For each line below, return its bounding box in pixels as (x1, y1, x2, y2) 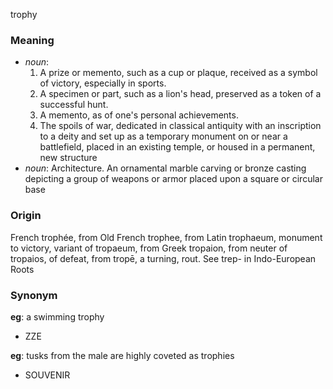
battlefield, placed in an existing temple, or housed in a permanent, (39, 141, 316, 153)
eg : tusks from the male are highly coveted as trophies (10, 349, 235, 361)
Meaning (10, 33, 55, 47)
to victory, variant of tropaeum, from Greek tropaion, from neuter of (10, 242, 288, 254)
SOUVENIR (24, 369, 71, 381)
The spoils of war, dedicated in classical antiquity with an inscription (39, 120, 322, 132)
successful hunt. (39, 99, 109, 111)
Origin (10, 209, 42, 223)
